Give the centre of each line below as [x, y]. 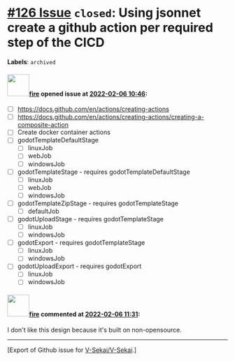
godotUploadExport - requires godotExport [79, 266]
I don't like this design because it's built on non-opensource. [94, 330]
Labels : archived [31, 61]
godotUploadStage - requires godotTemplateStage [91, 219]
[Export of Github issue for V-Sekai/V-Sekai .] [72, 350]
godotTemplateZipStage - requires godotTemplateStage [98, 203]
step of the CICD [56, 43]
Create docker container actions [64, 132]
